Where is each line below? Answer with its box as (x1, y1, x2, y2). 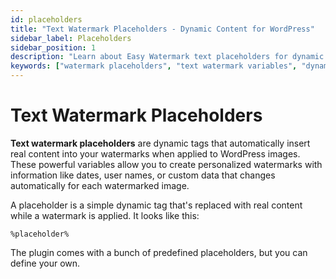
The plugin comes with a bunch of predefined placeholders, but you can (10, 246, 308, 258)
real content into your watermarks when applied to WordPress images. (10, 147, 301, 160)
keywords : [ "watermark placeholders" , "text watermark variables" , (10, 61, 298, 71)
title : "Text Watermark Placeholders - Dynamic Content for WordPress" (10, 24, 315, 34)
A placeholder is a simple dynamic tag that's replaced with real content (10, 199, 303, 211)
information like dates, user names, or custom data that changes (10, 169, 276, 181)
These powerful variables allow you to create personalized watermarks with (10, 158, 323, 170)
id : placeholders (10, 14, 83, 25)
